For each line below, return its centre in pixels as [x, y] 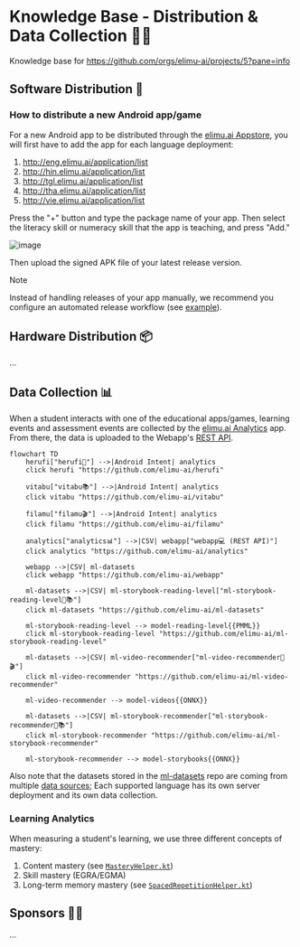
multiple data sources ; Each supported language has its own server [135, 786]
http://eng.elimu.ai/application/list [85, 162]
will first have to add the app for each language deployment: [122, 144]
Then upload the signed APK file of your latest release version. [126, 262]
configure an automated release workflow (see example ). [116, 307]
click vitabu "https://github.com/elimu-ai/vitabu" [125, 497]
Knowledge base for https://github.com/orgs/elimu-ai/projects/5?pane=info [150, 61]
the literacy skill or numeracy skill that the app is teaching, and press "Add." [150, 227]
